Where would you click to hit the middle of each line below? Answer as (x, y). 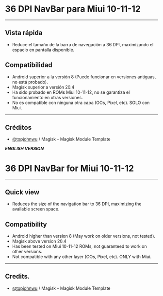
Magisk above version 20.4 (39, 241)
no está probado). (30, 82)
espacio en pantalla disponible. (43, 50)
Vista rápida (24, 33)
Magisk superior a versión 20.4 (43, 87)
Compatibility (26, 224)
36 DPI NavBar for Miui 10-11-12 (70, 168)
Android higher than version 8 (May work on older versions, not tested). (84, 236)
